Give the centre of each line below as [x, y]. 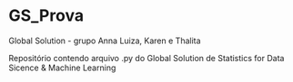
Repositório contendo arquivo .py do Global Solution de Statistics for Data [146, 58]
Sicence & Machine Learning [62, 68]
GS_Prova [46, 16]
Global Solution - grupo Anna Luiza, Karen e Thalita [105, 41]
